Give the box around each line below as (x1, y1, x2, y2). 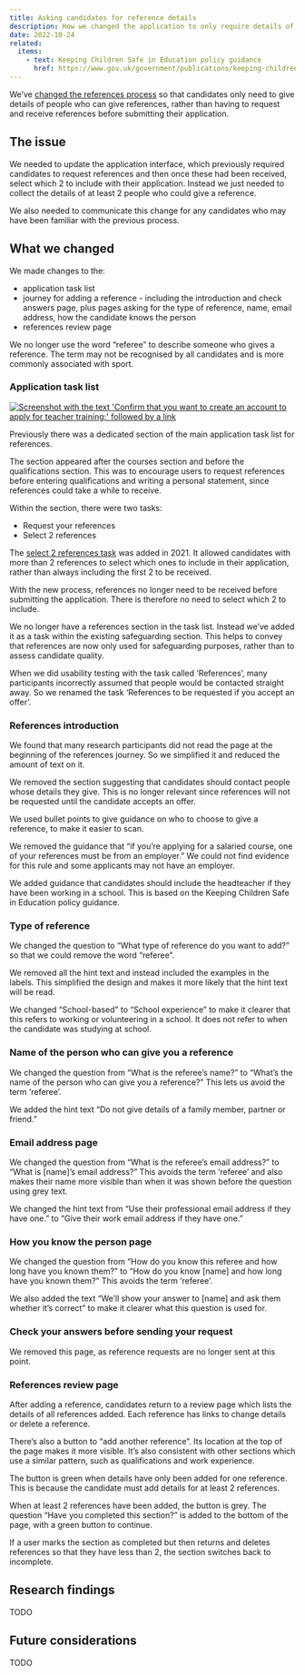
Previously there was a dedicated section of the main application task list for (9, 429, 295, 439)
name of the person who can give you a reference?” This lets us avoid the (9, 1077, 286, 1088)
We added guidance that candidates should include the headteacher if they (9, 878, 291, 889)
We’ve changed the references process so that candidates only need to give (9, 88, 295, 100)
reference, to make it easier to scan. (9, 823, 144, 834)
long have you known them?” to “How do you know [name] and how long (9, 1266, 282, 1276)
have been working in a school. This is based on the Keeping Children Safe (9, 887, 290, 899)
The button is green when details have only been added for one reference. (9, 1473, 288, 1483)
